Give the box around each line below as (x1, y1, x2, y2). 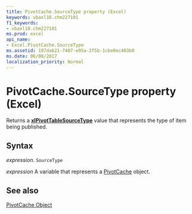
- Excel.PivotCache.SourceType (6, 42, 84, 48)
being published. (6, 123, 48, 130)
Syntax (6, 140, 33, 151)
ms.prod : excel (6, 31, 44, 37)
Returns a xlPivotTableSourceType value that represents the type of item (6, 117, 187, 124)
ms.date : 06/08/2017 (6, 53, 58, 59)
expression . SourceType (6, 157, 63, 164)
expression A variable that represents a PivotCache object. (6, 168, 150, 175)
